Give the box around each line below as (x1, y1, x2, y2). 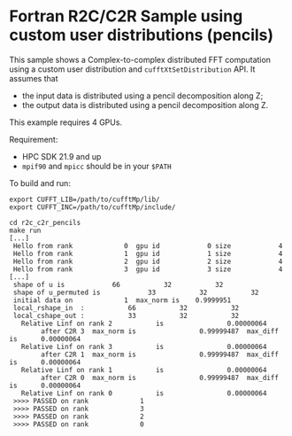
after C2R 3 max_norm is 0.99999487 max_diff (41, 326, 279, 336)
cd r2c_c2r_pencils (9, 218, 81, 227)
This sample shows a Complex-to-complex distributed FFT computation (9, 54, 272, 65)
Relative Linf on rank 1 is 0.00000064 (20, 365, 267, 374)
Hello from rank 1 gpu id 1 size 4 (12, 249, 283, 258)
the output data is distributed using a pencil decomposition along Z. (21, 99, 269, 110)
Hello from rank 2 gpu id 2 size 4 (12, 257, 283, 266)
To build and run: (9, 177, 71, 188)
